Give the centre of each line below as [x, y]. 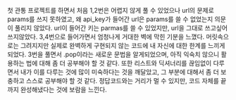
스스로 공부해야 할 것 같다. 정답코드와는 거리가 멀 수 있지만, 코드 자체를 [123, 81]
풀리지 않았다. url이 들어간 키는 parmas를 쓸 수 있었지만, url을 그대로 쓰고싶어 [121, 28]
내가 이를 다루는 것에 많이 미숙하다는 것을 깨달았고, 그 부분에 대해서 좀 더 [120, 72]
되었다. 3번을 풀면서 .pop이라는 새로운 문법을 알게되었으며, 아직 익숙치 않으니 [113, 54]
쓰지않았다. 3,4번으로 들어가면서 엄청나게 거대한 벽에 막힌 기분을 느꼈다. [106, 37]
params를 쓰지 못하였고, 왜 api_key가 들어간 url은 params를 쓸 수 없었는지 [110, 19]
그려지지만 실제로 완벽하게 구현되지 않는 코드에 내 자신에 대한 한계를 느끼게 [123, 45]
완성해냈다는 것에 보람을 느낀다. [63, 89]
